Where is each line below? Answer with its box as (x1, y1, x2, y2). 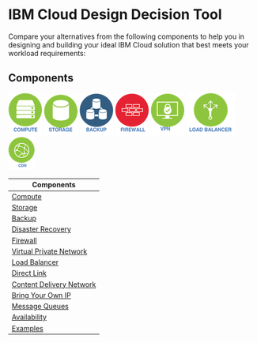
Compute (11, 191, 42, 201)
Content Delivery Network (11, 279, 96, 289)
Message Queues (11, 302, 69, 311)
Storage (11, 202, 38, 212)
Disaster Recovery (11, 224, 71, 234)
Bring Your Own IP (11, 290, 71, 300)
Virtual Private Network (11, 247, 88, 256)
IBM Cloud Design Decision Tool (8, 6, 223, 24)
